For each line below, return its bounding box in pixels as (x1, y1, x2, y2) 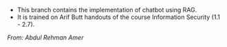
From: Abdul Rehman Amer (7, 33, 84, 42)
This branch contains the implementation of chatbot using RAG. (17, 6, 197, 14)
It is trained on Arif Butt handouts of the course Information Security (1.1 (17, 13, 220, 21)
